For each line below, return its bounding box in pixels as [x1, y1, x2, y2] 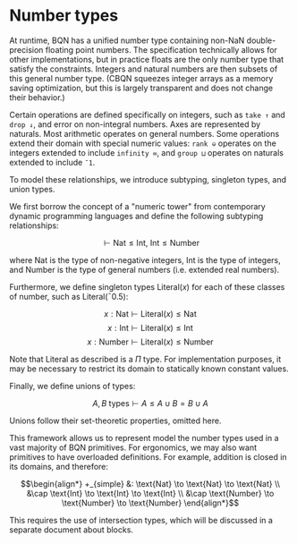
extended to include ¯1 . [9, 157, 96, 167]
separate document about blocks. [9, 524, 134, 535]
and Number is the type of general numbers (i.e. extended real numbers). [9, 264, 280, 275]
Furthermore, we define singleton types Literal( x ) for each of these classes [9, 281, 285, 292]
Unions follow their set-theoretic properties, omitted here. [9, 415, 222, 426]
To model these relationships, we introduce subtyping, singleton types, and [9, 174, 287, 184]
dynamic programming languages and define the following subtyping [9, 210, 264, 221]
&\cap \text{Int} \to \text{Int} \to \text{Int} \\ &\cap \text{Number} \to [26, 488, 275, 498]
